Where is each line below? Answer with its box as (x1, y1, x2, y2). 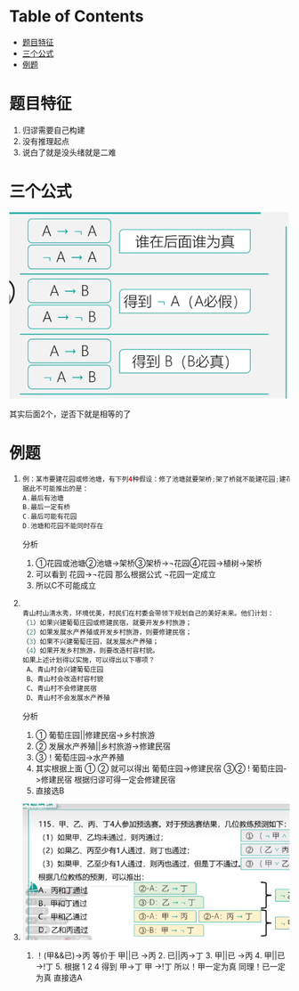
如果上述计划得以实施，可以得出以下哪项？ (21, 656, 156, 665)
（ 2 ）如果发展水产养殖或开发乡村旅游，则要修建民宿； (21, 628, 193, 637)
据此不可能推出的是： (21, 483, 89, 493)
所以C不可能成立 (35, 581, 96, 590)
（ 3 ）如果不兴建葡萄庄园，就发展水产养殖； (21, 637, 159, 646)
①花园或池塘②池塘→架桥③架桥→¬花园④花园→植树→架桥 (35, 558, 263, 568)
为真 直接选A (35, 972, 83, 983)
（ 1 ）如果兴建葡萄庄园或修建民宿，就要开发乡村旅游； (21, 618, 193, 627)
